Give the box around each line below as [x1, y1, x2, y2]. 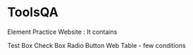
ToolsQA [7, 4, 58, 20]
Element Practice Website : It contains [7, 28, 118, 36]
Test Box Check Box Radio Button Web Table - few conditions [7, 41, 186, 49]
